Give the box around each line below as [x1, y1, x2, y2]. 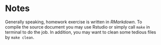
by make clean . [5, 34, 34, 40]
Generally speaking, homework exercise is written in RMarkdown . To [5, 19, 142, 25]
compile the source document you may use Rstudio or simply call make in [5, 24, 150, 30]
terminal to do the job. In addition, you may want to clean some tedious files [5, 29, 156, 35]
